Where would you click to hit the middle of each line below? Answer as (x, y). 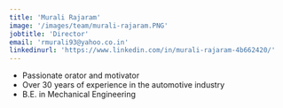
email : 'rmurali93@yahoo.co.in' (69, 42)
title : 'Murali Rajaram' (55, 17)
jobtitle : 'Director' (49, 34)
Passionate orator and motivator (81, 75)
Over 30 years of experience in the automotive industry (123, 85)
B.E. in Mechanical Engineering (79, 95)
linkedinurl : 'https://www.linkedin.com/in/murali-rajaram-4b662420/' (142, 50)
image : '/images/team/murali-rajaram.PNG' (89, 26)
